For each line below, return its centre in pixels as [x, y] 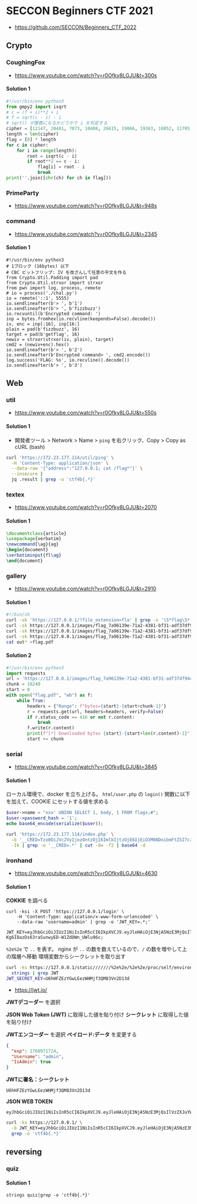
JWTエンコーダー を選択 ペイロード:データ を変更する [72, 1034]
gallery [16, 575]
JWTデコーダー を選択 [33, 1002]
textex [15, 494]
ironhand [19, 860]
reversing [24, 1152]
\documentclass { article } [36, 533]
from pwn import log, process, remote [53, 288]
